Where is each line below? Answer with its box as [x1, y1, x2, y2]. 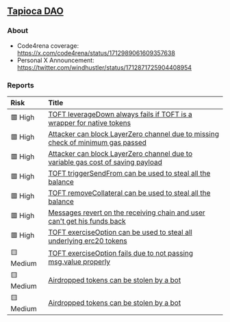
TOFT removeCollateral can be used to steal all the [47, 188, 211, 198]
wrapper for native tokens [47, 118, 131, 127]
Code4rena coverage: [16, 41, 79, 50]
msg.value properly [47, 257, 111, 267]
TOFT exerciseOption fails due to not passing [47, 249, 194, 258]
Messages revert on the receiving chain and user [47, 208, 205, 217]
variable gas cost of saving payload [47, 157, 162, 167]
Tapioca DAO [7, 5, 64, 17]
